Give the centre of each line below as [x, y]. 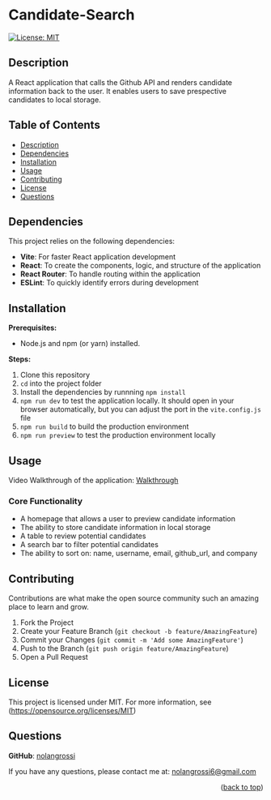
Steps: [19, 359]
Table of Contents [55, 125]
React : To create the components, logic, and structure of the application [140, 266]
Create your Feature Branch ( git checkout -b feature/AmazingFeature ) [139, 631]
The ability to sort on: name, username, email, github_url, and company [139, 554]
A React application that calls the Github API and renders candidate [121, 82]
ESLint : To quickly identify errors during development [109, 283]
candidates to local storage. [55, 100]
